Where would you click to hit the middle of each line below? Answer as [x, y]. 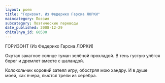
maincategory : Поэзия [27, 19]
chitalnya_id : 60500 [26, 32]
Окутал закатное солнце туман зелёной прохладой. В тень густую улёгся [83, 56]
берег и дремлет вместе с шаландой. [45, 61]
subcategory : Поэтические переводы [42, 23]
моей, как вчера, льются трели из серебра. [51, 75]
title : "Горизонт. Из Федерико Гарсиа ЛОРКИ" [52, 14]
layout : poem [18, 10]
